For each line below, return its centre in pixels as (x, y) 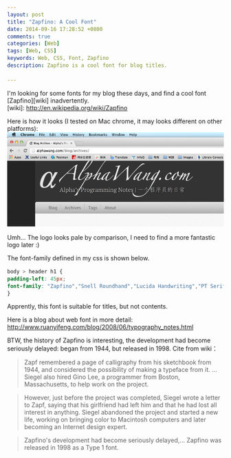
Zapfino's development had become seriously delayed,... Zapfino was (123, 440)
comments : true (29, 37)
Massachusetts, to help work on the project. (86, 384)
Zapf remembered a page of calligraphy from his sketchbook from (118, 362)
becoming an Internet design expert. (76, 427)
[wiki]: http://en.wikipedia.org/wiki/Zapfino (67, 107)
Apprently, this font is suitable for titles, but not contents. (88, 306)
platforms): (23, 128)
